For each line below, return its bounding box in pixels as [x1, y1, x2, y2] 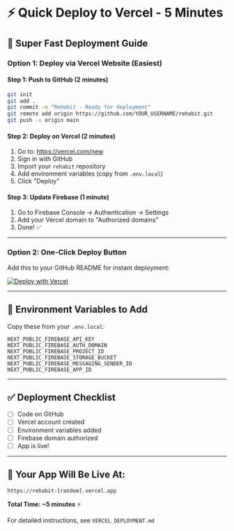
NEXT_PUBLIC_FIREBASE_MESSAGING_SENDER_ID [7, 360, 132, 367]
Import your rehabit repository [17, 162, 106, 171]
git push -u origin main [7, 117, 79, 124]
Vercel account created [17, 418, 85, 426]
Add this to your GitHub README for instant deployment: [7, 263, 171, 272]
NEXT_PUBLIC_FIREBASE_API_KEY [7, 335, 95, 343]
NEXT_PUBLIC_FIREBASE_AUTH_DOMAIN [7, 341, 108, 348]
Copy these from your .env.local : [7, 322, 105, 330]
